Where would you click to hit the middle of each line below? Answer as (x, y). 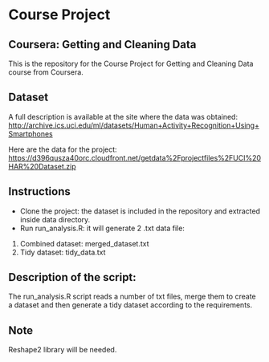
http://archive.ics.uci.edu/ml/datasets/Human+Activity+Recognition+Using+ (134, 125)
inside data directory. (55, 219)
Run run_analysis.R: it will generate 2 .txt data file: (102, 228)
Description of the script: (72, 277)
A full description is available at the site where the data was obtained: (123, 116)
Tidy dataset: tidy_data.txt (63, 252)
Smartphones (31, 133)
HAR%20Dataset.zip (42, 166)
